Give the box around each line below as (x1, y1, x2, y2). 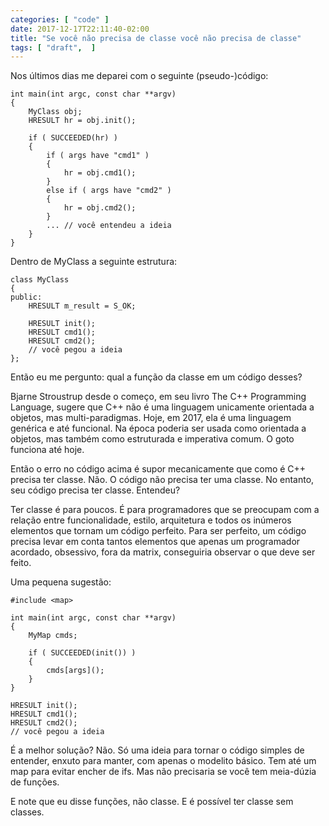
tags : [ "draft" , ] (10, 42, 97, 53)
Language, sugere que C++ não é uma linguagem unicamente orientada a (10, 401, 315, 413)
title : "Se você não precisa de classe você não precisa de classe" (10, 33, 302, 43)
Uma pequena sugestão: (10, 576, 112, 588)
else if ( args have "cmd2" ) (46, 186, 172, 196)
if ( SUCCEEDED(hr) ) (28, 133, 118, 143)
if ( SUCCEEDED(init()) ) (28, 648, 137, 658)
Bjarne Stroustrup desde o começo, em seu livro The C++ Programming (10, 391, 307, 403)
